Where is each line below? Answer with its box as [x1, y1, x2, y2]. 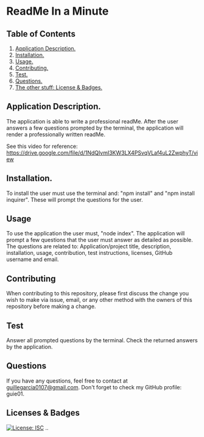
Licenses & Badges [6, 408, 80, 418]
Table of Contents [6, 29, 76, 39]
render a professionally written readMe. [6, 130, 105, 138]
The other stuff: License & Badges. [15, 84, 102, 91]
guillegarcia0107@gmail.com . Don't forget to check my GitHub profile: [6, 383, 182, 391]
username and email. [6, 255, 59, 263]
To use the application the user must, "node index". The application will [6, 230, 185, 237]
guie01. [6, 390, 24, 397]
